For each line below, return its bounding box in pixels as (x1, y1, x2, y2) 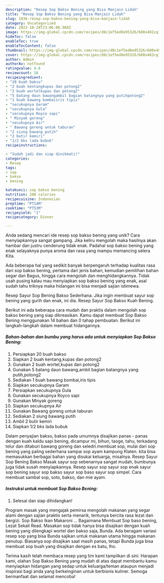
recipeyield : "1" (5, 210, 41, 215)
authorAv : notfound (5, 61, 45, 66)
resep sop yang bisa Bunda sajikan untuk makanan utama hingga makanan (5, 533, 155, 539)
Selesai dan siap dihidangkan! (12, 498, 73, 504)
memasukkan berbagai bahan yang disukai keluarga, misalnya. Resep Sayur (5, 454, 158, 460)
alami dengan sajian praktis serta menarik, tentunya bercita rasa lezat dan (5, 512, 154, 518)
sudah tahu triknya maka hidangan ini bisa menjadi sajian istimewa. (5, 283, 140, 289)
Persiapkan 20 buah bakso (12, 351, 67, 357)
